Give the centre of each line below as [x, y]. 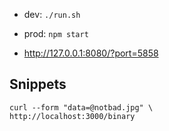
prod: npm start [56, 33]
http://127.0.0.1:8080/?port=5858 [91, 53]
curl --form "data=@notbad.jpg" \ [81, 107]
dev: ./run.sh [52, 14]
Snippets [38, 84]
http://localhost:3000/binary [72, 116]
